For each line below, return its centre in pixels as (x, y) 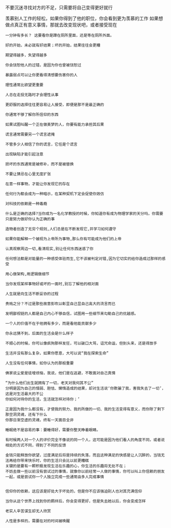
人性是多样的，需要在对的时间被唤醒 (38, 521)
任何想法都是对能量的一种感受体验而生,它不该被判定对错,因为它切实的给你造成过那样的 (83, 259)
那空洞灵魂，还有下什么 (26, 415)
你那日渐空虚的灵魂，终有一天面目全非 (40, 420)
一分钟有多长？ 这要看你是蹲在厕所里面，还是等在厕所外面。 (60, 35)
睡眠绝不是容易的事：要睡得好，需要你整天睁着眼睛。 (53, 430)
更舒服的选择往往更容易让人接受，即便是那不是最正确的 (55, 105)
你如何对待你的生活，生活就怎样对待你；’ (43, 399)
